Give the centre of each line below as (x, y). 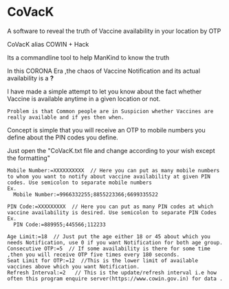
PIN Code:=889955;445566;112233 (60, 224)
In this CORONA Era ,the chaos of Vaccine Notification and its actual (104, 71)
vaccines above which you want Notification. (73, 266)
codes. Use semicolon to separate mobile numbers (80, 183)
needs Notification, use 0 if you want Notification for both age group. (115, 242)
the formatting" (29, 158)
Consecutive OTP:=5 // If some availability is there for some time (109, 248)
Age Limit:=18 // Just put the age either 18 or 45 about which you (109, 236)
